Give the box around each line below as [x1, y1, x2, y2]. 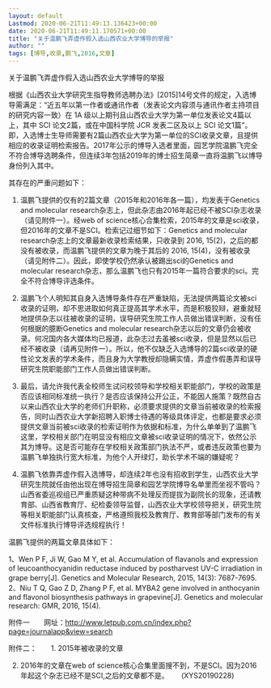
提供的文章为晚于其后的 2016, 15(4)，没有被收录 [91, 246, 251, 255]
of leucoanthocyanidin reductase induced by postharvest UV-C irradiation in [8, 563, 263, 573]
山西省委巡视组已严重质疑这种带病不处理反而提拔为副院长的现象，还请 [19, 490, 255, 499]
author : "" [8, 42, 45, 50]
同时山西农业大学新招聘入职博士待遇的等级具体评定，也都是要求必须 [34, 412, 261, 421]
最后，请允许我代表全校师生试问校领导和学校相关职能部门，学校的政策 [19, 381, 255, 391]
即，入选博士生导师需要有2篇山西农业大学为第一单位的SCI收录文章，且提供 [8, 130, 259, 140]
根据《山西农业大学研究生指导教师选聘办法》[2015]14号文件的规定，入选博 [8, 90, 257, 100]
